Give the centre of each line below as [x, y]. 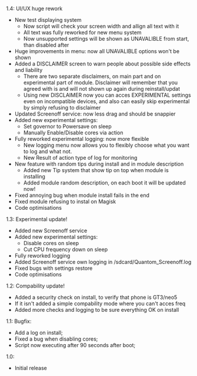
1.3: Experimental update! [37, 219]
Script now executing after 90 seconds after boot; [75, 345]
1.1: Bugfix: [19, 321]
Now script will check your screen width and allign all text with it [101, 26]
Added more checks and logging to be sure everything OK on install [97, 310]
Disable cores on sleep [51, 243]
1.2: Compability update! [36, 286]
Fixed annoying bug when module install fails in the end [82, 195]
